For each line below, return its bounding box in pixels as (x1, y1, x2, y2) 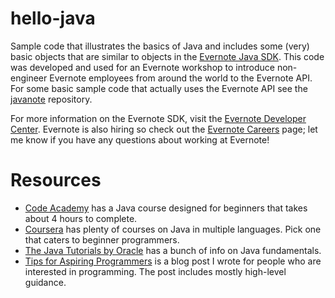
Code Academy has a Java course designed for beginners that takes (24, 202, 308, 214)
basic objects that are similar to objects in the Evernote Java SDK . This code (10, 50, 325, 62)
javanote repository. (10, 93, 93, 105)
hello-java (10, 7, 96, 30)
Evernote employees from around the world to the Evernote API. (49, 72, 313, 84)
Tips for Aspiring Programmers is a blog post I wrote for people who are (24, 255, 322, 267)
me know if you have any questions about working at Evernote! (10, 133, 270, 146)
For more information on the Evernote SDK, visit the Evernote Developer (10, 112, 307, 124)
